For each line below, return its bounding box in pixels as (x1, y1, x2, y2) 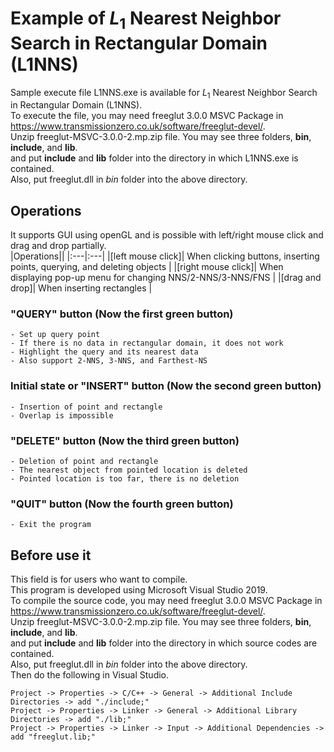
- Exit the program (10, 520, 92, 530)
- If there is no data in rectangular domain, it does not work (10, 338, 284, 349)
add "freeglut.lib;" (10, 732, 97, 742)
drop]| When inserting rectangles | (10, 282, 153, 294)
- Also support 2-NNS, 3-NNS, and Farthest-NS (10, 356, 208, 366)
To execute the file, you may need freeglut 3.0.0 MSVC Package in (10, 110, 284, 122)
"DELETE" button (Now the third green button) (10, 433, 240, 447)
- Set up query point (10, 330, 101, 340)
